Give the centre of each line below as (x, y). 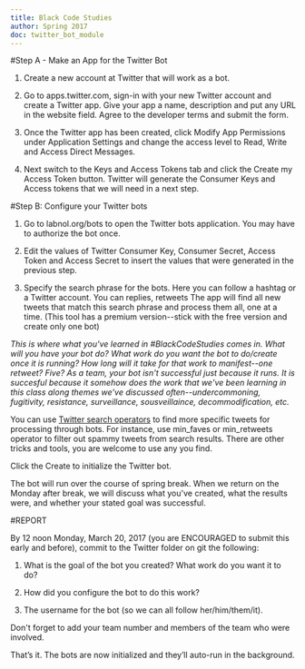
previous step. (50, 271)
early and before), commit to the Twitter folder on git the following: (135, 548)
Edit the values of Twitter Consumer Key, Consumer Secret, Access (149, 251)
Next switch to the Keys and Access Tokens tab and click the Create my (158, 170)
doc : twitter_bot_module (57, 34)
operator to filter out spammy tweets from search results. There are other (148, 439)
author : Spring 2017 (49, 26)
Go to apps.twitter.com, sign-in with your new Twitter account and (147, 95)
